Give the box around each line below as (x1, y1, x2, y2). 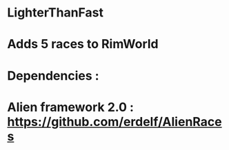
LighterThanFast (7, 5, 103, 21)
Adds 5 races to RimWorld (7, 36, 159, 52)
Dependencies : (7, 67, 99, 83)
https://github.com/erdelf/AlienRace (7, 114, 222, 129)
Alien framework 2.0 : (7, 99, 135, 115)
